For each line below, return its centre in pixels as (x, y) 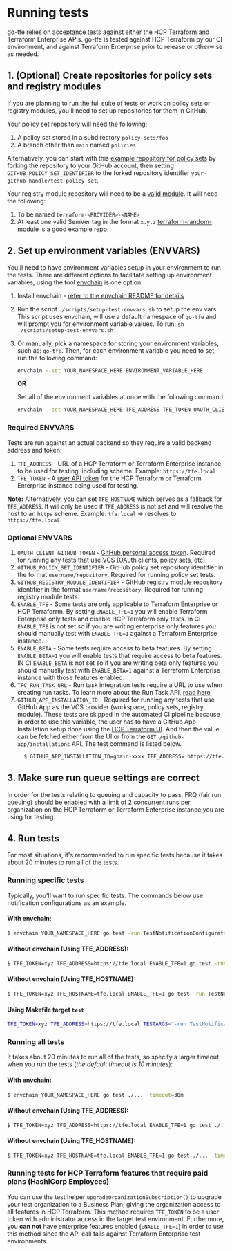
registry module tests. (48, 596)
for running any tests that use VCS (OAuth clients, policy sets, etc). (112, 560)
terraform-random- (185, 221)
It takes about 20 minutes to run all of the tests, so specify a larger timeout (113, 1057)
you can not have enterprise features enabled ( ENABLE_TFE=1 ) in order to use (116, 1226)
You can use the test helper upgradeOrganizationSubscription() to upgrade (115, 1197)
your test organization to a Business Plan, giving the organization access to (114, 1204)
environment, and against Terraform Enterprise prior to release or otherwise (115, 46)
